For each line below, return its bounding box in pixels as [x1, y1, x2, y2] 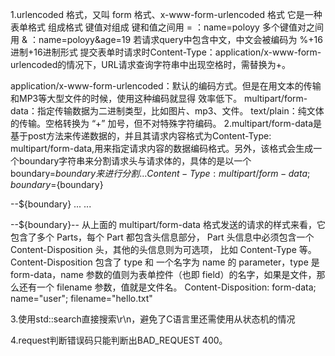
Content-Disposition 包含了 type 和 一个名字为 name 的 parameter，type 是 [10, 256, 320, 268]
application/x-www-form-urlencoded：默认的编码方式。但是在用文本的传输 [10, 80, 322, 92]
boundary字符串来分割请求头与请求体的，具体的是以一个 [18, 155, 252, 167]
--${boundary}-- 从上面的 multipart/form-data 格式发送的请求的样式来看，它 [10, 219, 326, 230]
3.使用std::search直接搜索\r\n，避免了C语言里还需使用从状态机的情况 [10, 313, 296, 325]
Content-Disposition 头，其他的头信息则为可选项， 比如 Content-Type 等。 [10, 244, 317, 255]
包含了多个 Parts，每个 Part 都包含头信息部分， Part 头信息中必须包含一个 [10, 231, 315, 243]
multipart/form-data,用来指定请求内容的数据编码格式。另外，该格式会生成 [10, 143, 314, 154]
